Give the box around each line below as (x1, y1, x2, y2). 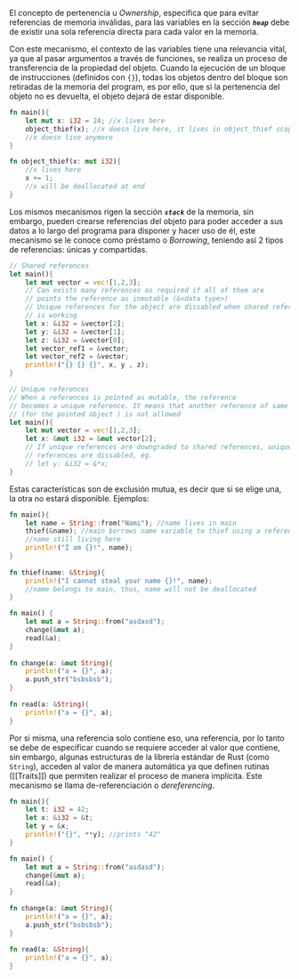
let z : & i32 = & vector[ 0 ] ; (25, 335, 125, 345)
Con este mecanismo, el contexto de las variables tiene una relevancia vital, (9, 44, 287, 54)
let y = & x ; (25, 822, 69, 831)
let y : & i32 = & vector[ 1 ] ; (25, 327, 125, 336)
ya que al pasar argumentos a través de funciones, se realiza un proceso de (9, 53, 287, 63)
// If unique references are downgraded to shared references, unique (25, 443, 293, 452)
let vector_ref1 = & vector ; (25, 344, 129, 353)
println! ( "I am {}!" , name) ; (25, 543, 133, 552)
